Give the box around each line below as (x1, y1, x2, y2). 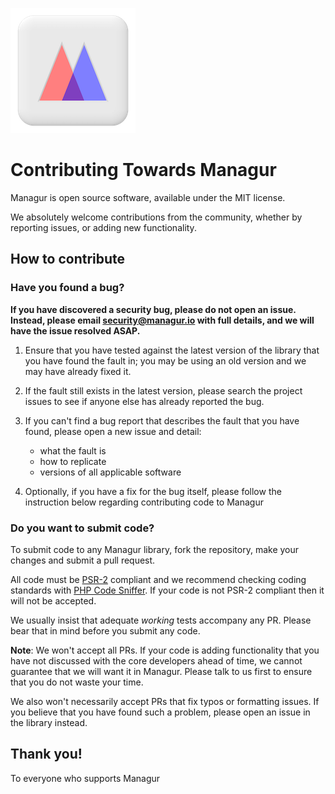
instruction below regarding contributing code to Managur (24, 496, 264, 508)
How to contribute (10, 251, 126, 268)
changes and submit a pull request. (10, 554, 156, 566)
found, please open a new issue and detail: (24, 425, 202, 437)
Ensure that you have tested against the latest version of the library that (24, 344, 320, 356)
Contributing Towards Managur (10, 159, 277, 182)
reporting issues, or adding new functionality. (10, 221, 197, 233)
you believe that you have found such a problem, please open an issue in (10, 706, 311, 718)
